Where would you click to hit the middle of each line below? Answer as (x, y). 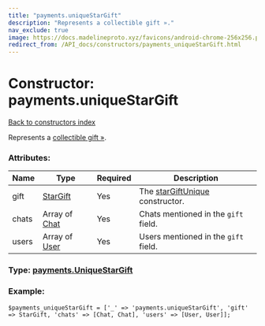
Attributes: (30, 157)
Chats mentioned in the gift (191, 214)
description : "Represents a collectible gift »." (91, 23)
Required (114, 178)
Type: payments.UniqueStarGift (71, 270)
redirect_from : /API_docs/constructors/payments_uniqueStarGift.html (125, 45)
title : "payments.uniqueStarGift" (65, 15)
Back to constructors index (52, 122)
